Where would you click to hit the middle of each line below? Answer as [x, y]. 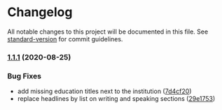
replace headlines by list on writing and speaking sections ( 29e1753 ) [116, 99]
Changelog [40, 12]
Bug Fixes [25, 76]
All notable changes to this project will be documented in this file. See [108, 32]
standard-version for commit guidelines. [65, 39]
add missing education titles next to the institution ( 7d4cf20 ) [104, 91]
